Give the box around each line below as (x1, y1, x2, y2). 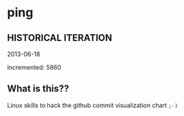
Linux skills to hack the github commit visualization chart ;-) (7, 101, 179, 109)
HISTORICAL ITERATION (7, 32, 113, 44)
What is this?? (7, 83, 69, 95)
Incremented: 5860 (7, 63, 62, 71)
